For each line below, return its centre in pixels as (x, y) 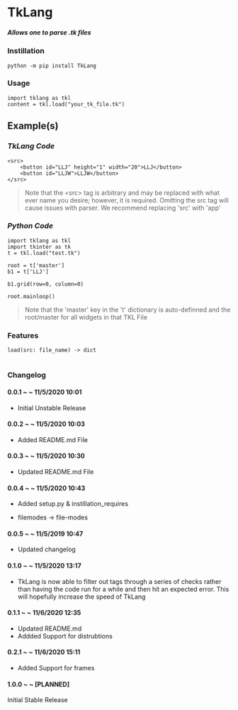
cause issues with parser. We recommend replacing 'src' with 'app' (123, 208)
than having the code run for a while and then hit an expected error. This (123, 589)
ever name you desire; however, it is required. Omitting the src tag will (126, 200)
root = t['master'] (36, 265)
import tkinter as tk (39, 247)
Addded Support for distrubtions (65, 636)
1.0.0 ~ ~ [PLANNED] (38, 684)
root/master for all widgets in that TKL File (86, 317)
